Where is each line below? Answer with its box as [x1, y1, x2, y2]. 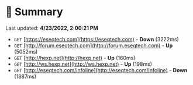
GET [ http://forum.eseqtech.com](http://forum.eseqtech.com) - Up [13, 42, 173, 49]
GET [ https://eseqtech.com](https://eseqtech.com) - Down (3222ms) [13, 36, 179, 42]
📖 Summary [5, 5, 63, 19]
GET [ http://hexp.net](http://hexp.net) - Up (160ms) [13, 54, 136, 61]
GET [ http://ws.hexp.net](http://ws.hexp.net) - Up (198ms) [13, 61, 153, 68]
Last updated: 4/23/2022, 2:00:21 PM [5, 24, 99, 31]
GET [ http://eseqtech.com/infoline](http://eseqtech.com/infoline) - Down [13, 66, 188, 73]
